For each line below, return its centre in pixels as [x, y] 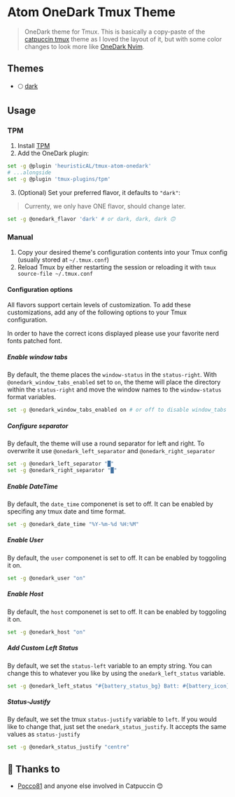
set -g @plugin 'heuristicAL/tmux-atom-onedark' [79, 166]
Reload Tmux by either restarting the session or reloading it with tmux [117, 267]
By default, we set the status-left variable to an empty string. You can [109, 665]
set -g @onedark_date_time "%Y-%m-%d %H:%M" [73, 524]
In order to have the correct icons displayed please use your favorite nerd [113, 333]
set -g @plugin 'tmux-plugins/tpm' [59, 180]
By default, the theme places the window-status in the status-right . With [112, 375]
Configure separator [38, 426]
